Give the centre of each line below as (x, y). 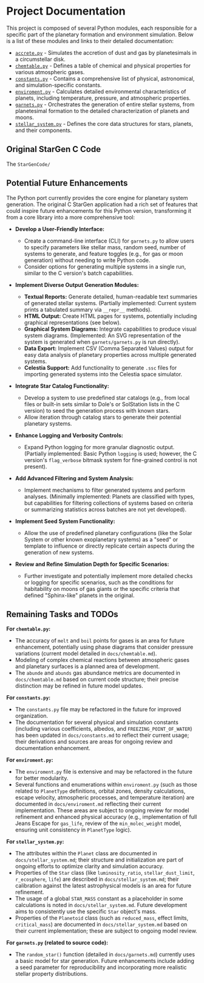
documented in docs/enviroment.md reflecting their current (88, 804)
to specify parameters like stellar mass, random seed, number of (105, 247)
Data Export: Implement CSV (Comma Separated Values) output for (109, 348)
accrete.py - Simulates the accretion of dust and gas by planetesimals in (106, 52)
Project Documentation (66, 11)
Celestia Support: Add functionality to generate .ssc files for (100, 367)
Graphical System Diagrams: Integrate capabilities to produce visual (110, 329)
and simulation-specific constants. (58, 85)
